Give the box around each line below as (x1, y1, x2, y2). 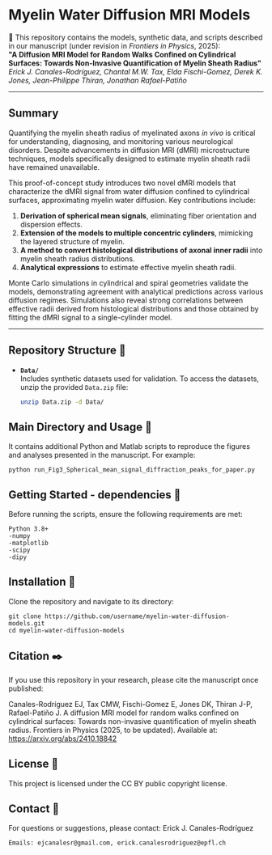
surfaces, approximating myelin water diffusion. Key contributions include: (8, 195, 257, 205)
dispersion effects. (19, 219, 83, 229)
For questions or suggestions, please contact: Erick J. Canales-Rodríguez (8, 823, 254, 833)
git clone (8, 612, 42, 620)
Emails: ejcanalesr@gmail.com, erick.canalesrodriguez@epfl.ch (8, 839, 227, 847)
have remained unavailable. (8, 162, 100, 171)
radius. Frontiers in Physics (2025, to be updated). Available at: (8, 725, 219, 734)
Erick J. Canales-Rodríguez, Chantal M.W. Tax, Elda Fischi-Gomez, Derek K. (8, 66, 263, 76)
